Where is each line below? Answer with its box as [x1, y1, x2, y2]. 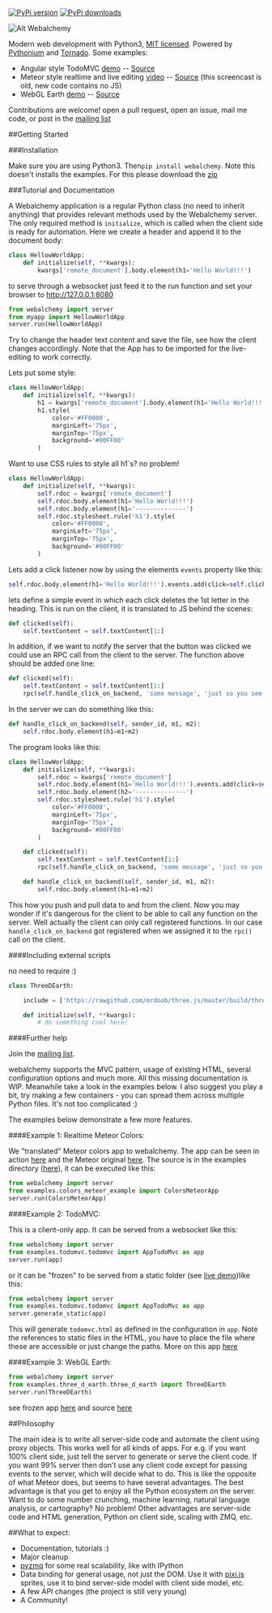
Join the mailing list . [8, 1049, 75, 1059]
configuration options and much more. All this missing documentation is [8, 1073, 249, 1083]
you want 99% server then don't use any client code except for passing [8, 1460, 248, 1469]
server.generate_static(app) [8, 1309, 107, 1318]
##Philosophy [8, 1418, 55, 1428]
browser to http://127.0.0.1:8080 [8, 289, 114, 300]
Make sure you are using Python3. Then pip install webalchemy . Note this [8, 161, 256, 170]
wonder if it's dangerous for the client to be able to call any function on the [8, 908, 257, 918]
